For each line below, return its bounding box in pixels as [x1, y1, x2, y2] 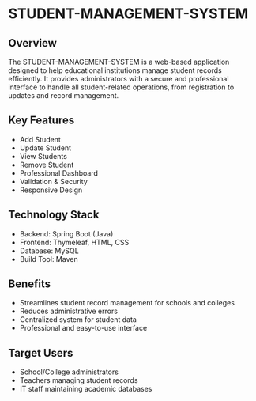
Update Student [19, 143, 72, 153]
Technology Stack [8, 208, 100, 221]
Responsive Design [19, 185, 83, 195]
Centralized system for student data [19, 315, 137, 324]
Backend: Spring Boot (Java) [19, 229, 114, 238]
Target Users [8, 346, 73, 360]
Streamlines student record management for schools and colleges [19, 298, 235, 308]
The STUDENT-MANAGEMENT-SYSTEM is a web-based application [8, 57, 230, 66]
